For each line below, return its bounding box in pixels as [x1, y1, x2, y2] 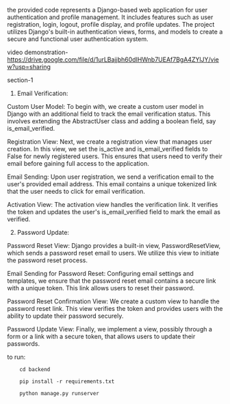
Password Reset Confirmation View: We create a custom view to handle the [7, 297, 220, 305]
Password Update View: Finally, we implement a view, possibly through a [7, 325, 212, 333]
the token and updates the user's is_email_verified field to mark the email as [7, 208, 221, 216]
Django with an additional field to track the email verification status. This [7, 110, 211, 118]
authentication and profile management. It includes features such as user [7, 13, 214, 21]
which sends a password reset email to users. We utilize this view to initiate [7, 249, 220, 257]
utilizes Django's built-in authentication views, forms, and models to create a [7, 27, 223, 36]
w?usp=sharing [7, 63, 51, 71]
